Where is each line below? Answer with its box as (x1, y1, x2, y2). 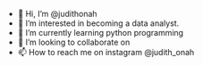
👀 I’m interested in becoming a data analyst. (17, 18, 180, 29)
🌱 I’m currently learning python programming (17, 28, 184, 37)
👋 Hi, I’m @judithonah (17, 9, 97, 19)
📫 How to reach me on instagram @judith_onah (17, 47, 195, 57)
